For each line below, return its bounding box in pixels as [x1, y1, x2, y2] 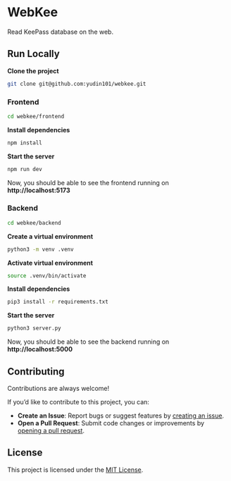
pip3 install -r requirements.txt [7, 299, 109, 306]
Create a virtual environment [7, 232, 94, 240]
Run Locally [7, 48, 60, 60]
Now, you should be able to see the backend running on [7, 337, 170, 346]
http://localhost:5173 [7, 186, 70, 194]
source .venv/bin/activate [7, 272, 87, 279]
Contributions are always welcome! [7, 385, 110, 393]
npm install [7, 139, 42, 146]
